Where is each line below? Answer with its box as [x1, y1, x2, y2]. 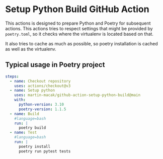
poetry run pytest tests [18, 148, 71, 154]
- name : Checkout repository [10, 78, 71, 84]
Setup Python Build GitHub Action [5, 4, 149, 15]
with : [14, 97, 26, 103]
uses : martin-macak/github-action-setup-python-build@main [14, 93, 141, 98]
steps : [5, 74, 19, 79]
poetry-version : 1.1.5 [18, 107, 66, 112]
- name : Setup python [10, 88, 55, 93]
